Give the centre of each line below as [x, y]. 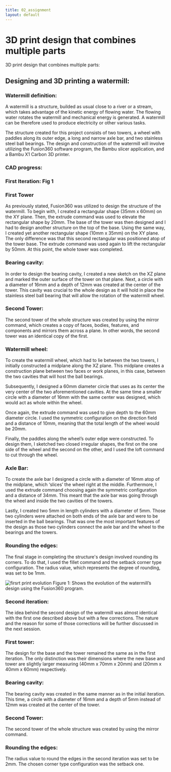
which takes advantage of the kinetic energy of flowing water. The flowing [83, 112]
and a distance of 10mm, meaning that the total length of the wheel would [82, 423]
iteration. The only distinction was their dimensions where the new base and [85, 659]
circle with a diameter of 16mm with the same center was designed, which [83, 397]
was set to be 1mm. [25, 573]
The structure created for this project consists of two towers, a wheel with [83, 133]
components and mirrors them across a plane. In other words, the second [82, 330]
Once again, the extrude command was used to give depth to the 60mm [81, 413]
